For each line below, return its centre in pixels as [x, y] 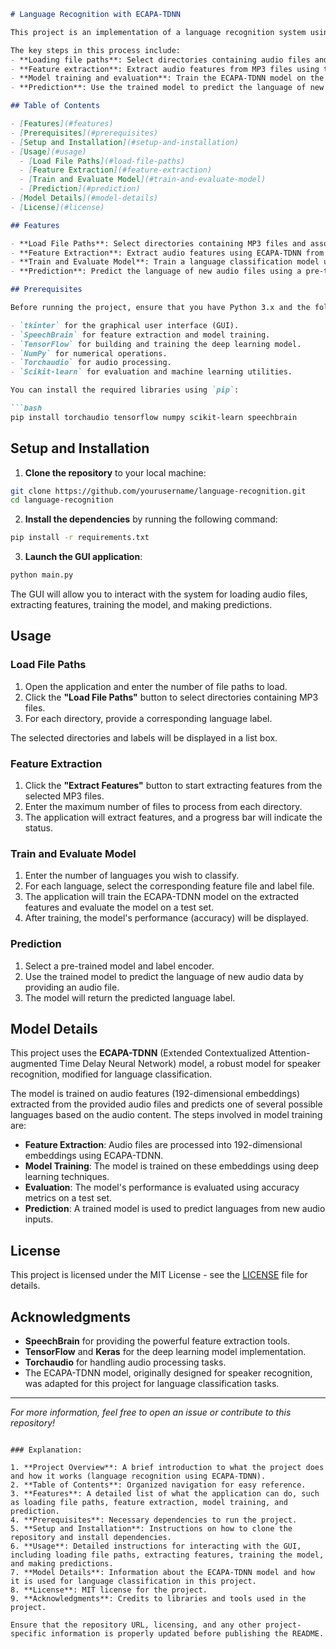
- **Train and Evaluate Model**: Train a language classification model [165, 262]
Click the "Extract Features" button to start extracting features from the [173, 786]
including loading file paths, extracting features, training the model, [167, 1555]
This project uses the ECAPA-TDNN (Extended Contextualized [138, 1053]
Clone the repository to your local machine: [115, 472]
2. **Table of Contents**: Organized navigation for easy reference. [158, 1485]
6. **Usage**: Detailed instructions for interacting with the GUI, [156, 1546]
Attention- [289, 1053]
